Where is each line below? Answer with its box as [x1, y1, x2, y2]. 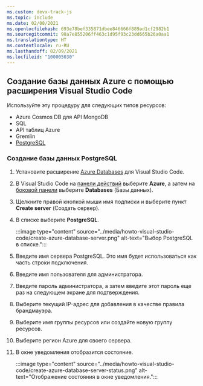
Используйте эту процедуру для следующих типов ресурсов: [7, 102, 167, 109]
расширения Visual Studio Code [7, 86, 133, 96]
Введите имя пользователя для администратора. [15, 270, 143, 278]
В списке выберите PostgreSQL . [15, 216, 99, 223]
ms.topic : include [7, 15, 53, 21]
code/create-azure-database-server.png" [15, 234, 120, 241]
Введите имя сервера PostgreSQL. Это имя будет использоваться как [15, 252, 197, 260]
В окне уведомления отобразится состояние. [15, 348, 134, 356]
